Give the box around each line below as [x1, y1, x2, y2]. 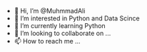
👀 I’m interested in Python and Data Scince [14, 14, 141, 22]
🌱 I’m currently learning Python [14, 22, 106, 30]
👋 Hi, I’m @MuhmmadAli [14, 7, 86, 15]
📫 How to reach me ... [14, 37, 81, 45]
